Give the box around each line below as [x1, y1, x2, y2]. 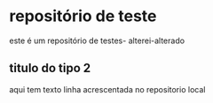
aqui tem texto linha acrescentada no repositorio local [9, 84, 206, 94]
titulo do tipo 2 [9, 61, 91, 76]
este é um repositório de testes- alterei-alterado [9, 35, 185, 46]
